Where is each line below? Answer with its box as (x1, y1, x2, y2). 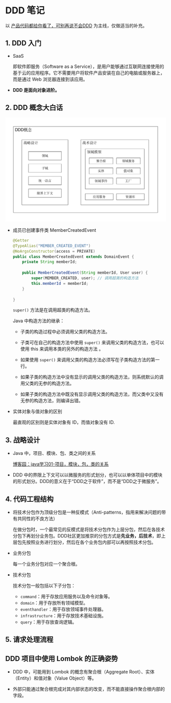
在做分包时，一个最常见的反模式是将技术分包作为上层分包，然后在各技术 (12, 526, 165, 532)
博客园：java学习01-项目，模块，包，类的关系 (12, 461, 109, 467)
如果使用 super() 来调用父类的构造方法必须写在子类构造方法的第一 (20, 357, 160, 363)
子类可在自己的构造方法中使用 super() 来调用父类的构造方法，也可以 (20, 340, 164, 346)
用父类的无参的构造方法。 (20, 380, 75, 386)
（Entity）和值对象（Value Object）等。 (12, 675, 97, 682)
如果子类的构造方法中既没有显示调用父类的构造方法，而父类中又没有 (20, 391, 164, 397)
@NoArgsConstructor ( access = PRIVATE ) (12, 249, 95, 254)
